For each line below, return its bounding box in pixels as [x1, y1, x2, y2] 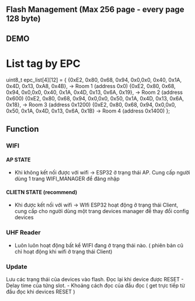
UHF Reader [6, 229, 41, 237]
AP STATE [6, 156, 31, 163]
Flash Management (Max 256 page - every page [6, 5, 184, 15]
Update [6, 262, 27, 271]
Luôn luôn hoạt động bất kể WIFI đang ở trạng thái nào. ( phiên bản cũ [14, 242, 184, 249]
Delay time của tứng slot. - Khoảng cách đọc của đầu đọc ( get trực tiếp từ [6, 282, 185, 289]
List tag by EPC [6, 57, 81, 70]
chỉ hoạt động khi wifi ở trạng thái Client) [14, 248, 113, 255]
